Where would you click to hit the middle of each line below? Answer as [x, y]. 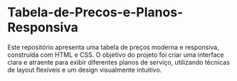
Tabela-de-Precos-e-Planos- [95, 12]
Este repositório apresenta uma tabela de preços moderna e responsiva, [113, 47]
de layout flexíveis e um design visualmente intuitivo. [85, 70]
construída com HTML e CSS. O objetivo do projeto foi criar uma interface [116, 55]
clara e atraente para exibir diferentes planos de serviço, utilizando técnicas [118, 62]
